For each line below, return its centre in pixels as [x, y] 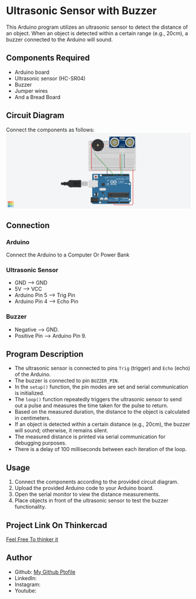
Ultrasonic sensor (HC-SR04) [50, 78]
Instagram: [27, 584]
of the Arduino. [32, 374]
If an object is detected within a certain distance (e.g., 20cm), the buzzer [102, 424]
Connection [28, 225]
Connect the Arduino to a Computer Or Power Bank [68, 255]
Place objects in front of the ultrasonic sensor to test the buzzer [91, 500]
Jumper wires [31, 91]
